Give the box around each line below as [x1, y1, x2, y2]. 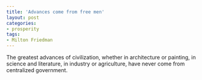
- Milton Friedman [6, 37, 53, 43]
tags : [6, 32, 20, 38]
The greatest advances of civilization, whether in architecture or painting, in [6, 54, 196, 61]
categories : [6, 20, 37, 26]
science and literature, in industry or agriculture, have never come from [6, 60, 186, 67]
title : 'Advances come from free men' [6, 8, 105, 15]
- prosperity [6, 25, 40, 32]
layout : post [6, 15, 40, 21]
